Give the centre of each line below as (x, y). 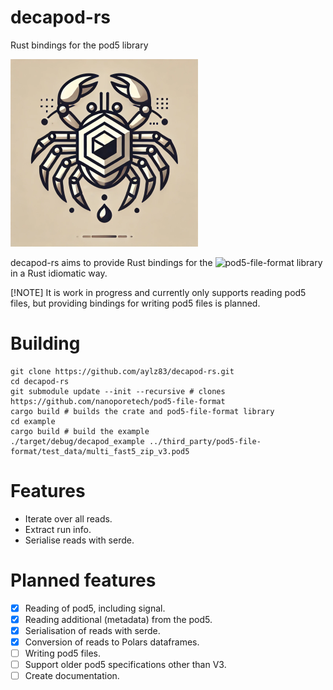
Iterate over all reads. (68, 518)
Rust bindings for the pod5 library (79, 45)
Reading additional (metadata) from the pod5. (118, 619)
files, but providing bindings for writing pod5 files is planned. (135, 303)
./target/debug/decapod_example (77, 441)
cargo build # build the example (80, 431)
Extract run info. (58, 529)
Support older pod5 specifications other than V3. (125, 665)
